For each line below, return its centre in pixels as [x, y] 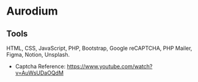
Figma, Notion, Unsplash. [38, 55]
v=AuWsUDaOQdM [39, 73]
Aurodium [32, 11]
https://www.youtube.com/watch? [110, 66]
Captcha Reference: [40, 66]
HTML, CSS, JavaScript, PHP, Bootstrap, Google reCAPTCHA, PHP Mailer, [99, 48]
